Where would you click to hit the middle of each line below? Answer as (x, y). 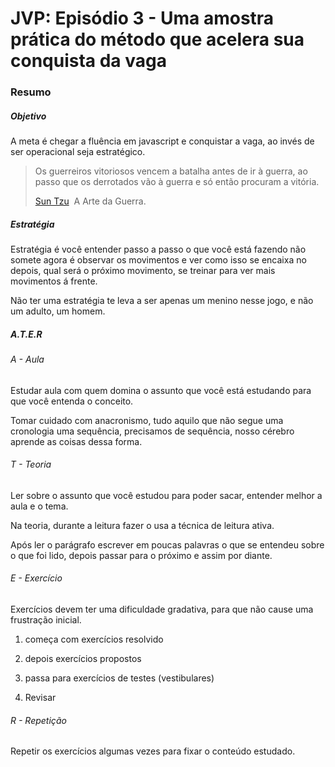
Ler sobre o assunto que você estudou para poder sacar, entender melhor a (166, 495)
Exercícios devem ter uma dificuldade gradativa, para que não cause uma (162, 609)
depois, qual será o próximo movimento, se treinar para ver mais (143, 271)
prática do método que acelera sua (157, 39)
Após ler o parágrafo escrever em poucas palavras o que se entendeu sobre (167, 544)
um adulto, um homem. (58, 311)
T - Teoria (31, 464)
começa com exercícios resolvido (94, 639)
